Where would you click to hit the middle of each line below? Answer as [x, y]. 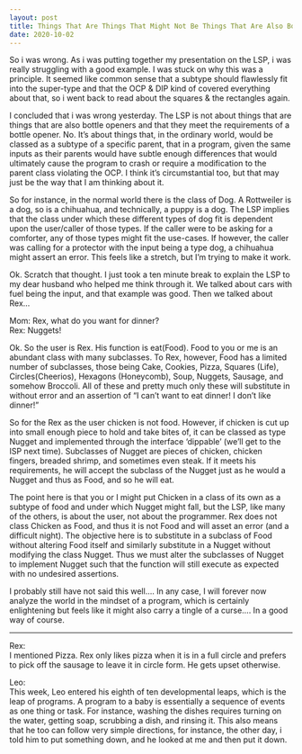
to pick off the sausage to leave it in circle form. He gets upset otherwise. [145, 665]
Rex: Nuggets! [36, 330]
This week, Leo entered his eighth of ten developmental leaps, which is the [148, 692]
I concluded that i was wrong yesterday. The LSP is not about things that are [151, 116]
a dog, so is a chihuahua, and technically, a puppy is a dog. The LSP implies [150, 210]
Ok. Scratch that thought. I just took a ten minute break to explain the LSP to [150, 274]
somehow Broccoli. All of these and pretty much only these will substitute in [150, 386]
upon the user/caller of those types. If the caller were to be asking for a [141, 229]
